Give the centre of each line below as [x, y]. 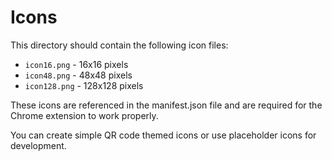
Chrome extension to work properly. [84, 115]
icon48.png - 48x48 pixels [78, 75]
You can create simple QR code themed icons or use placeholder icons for [163, 135]
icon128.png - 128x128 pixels [84, 85]
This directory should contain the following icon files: [119, 45]
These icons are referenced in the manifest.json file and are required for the [166, 105]
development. [38, 145]
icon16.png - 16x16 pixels [76, 64]
